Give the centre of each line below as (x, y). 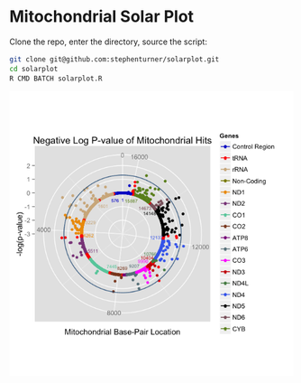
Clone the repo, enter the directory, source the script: (108, 42)
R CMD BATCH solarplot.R (56, 79)
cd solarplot (34, 69)
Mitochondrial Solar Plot (102, 17)
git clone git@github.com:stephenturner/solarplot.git (114, 59)
